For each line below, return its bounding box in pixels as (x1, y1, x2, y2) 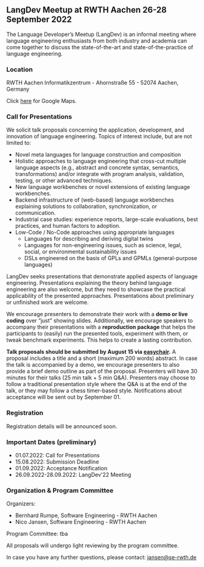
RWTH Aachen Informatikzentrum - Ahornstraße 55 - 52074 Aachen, (6, 79, 179, 86)
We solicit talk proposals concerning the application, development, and (6, 126, 185, 133)
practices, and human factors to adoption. (15, 222, 121, 230)
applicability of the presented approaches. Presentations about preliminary (6, 292, 194, 300)
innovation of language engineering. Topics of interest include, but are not (6, 133, 192, 140)
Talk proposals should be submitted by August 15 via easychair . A (6, 348, 177, 356)
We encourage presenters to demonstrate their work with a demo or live (6, 311, 188, 318)
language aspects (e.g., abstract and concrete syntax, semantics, (15, 164, 180, 171)
